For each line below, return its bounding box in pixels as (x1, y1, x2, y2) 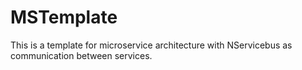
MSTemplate (10, 6, 118, 29)
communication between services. (10, 49, 153, 61)
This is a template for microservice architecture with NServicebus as (10, 39, 293, 51)
